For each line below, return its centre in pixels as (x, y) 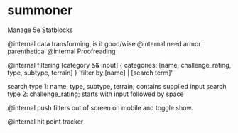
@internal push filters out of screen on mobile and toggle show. (100, 107)
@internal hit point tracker (45, 121)
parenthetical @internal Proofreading (61, 51)
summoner (40, 10)
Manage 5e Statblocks (40, 30)
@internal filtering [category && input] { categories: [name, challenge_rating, (119, 65)
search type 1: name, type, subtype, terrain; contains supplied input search (117, 86)
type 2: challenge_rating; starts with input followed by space (96, 94)
